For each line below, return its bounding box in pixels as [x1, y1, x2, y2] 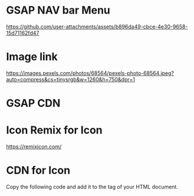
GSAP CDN [6, 97, 61, 110]
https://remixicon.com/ [6, 143, 62, 150]
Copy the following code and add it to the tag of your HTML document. [6, 183, 179, 190]
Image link [6, 50, 58, 64]
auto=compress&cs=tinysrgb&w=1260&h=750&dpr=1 [6, 76, 136, 83]
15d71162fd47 [6, 29, 40, 36]
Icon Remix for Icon [6, 123, 103, 137]
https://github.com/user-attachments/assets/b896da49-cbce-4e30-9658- [6, 23, 188, 30]
